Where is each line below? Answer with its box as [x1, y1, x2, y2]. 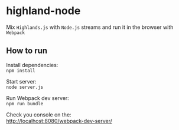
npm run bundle [6, 101, 44, 106]
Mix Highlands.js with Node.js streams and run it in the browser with [6, 24, 174, 31]
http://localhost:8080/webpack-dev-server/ [6, 117, 112, 124]
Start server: [6, 78, 37, 85]
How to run [6, 46, 48, 56]
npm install [6, 68, 35, 74]
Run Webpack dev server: [6, 94, 69, 101]
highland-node [6, 4, 81, 18]
